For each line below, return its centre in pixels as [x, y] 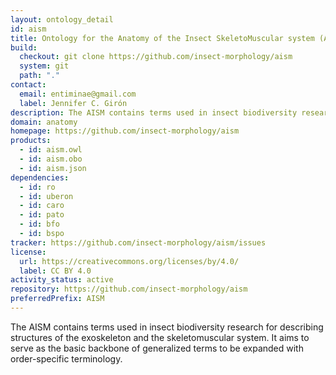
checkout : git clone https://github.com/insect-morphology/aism [156, 57]
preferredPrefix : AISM [57, 299]
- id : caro [42, 206]
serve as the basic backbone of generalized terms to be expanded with [157, 348]
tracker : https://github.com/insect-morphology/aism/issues [138, 242]
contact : [28, 85]
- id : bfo [39, 224]
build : [24, 47]
